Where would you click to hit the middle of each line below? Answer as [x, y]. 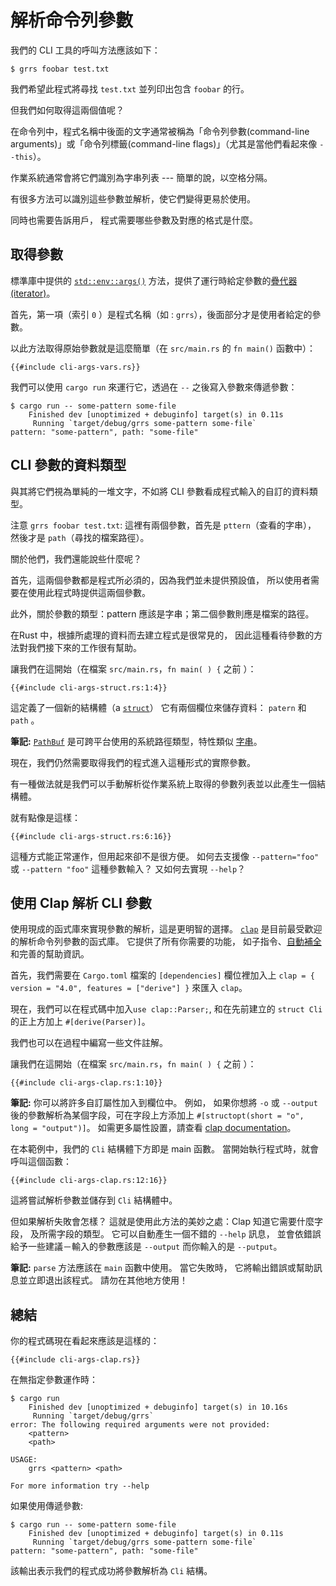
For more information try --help [80, 1486]
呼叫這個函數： [41, 1162]
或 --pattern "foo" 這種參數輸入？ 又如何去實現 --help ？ [128, 868]
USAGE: [24, 1460]
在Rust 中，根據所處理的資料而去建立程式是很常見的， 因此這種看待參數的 [162, 635]
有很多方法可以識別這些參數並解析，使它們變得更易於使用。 [133, 198]
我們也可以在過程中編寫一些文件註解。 [89, 1043]
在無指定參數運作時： [54, 1380]
